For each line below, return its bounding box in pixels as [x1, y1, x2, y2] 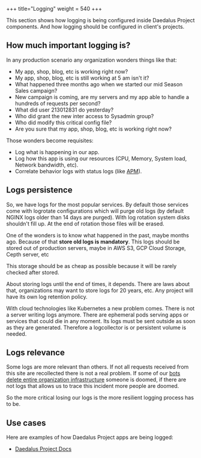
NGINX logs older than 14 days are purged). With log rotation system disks [6, 213, 190, 221]
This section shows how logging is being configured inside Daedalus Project [6, 17, 195, 23]
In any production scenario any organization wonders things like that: [6, 56, 177, 64]
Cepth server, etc [6, 251, 49, 258]
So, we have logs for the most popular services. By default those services [6, 201, 189, 208]
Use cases [6, 418, 46, 428]
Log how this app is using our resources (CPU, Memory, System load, [14, 155, 187, 162]
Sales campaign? [14, 87, 58, 94]
